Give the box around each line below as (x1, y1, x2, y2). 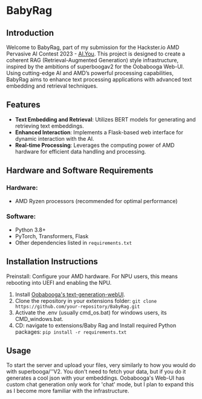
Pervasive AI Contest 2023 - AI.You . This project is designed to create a (6, 50, 186, 57)
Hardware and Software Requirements (6, 166, 154, 176)
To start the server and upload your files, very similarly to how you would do (6, 362, 196, 369)
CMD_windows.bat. (15, 315, 64, 322)
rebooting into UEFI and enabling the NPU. (6, 279, 112, 286)
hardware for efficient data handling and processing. (15, 148, 146, 155)
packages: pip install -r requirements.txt (15, 328, 127, 336)
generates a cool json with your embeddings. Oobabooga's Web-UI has (6, 374, 185, 381)
